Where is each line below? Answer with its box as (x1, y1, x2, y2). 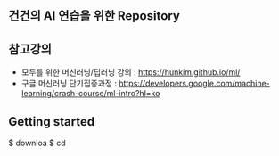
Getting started (8, 114, 95, 129)
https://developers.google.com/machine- (119, 78, 271, 89)
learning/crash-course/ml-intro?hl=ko (21, 88, 160, 99)
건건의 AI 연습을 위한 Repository (8, 8, 180, 24)
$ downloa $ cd (8, 137, 66, 149)
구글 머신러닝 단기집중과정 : (21, 78, 118, 89)
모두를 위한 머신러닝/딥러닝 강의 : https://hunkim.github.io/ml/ (21, 67, 241, 78)
